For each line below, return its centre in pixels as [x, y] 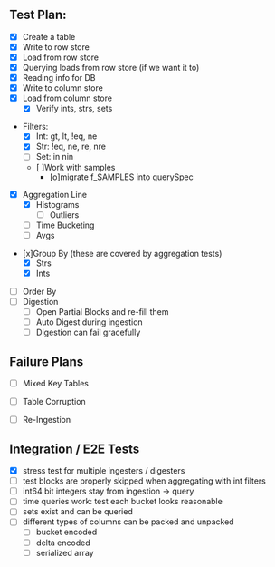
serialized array [65, 552]
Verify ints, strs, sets [74, 109]
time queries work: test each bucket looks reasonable [123, 502]
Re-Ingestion [46, 420]
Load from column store [67, 98]
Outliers [64, 215]
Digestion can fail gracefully [88, 332]
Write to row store [56, 47]
